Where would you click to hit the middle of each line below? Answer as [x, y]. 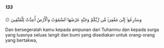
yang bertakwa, [21, 40]
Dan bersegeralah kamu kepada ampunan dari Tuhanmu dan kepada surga [82, 29]
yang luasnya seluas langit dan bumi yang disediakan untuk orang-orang [80, 34]
